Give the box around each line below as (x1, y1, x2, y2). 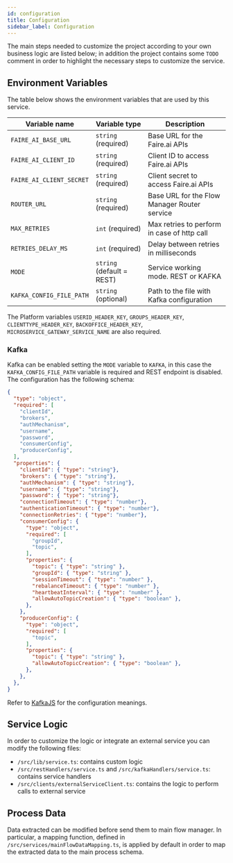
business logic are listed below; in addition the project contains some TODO (7, 49, 219, 58)
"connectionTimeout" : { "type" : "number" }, (19, 498, 148, 505)
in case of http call (148, 228, 208, 238)
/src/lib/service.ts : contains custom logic (17, 757, 144, 766)
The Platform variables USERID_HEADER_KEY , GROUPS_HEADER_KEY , (7, 313, 184, 321)
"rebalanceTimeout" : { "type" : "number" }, (32, 583, 159, 589)
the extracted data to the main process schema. (7, 848, 144, 856)
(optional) (96, 294, 128, 304)
